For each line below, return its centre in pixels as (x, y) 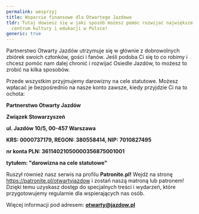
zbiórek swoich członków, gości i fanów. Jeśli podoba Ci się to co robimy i (97, 57)
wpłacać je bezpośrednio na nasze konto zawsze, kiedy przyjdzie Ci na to (97, 87)
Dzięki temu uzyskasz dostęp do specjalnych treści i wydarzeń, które (91, 187)
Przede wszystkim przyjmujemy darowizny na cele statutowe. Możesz (92, 81)
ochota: (15, 94)
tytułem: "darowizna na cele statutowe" (57, 163)
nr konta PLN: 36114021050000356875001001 (66, 152)
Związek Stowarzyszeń (36, 117)
